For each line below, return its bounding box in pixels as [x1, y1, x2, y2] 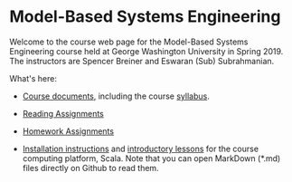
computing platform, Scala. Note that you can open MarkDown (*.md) [22, 152, 281, 164]
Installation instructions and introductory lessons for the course [22, 143, 259, 154]
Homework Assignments [22, 125, 115, 137]
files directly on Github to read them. [22, 162, 160, 173]
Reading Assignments [22, 108, 104, 119]
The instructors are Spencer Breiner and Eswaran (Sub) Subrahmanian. [9, 55, 275, 66]
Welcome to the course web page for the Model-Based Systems [9, 36, 249, 47]
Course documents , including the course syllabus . [22, 91, 210, 101]
